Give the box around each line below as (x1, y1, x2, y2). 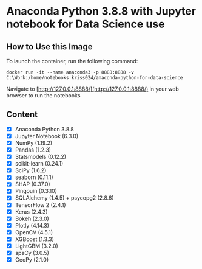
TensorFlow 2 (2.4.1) (15, 201, 66, 208)
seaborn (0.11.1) (15, 173, 53, 181)
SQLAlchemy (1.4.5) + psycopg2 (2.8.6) (15, 194, 114, 201)
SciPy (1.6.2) (15, 167, 47, 174)
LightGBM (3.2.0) (15, 242, 59, 250)
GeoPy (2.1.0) (15, 256, 49, 263)
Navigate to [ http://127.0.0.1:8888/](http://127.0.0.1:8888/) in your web (6, 85, 179, 93)
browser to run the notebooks (6, 92, 81, 99)
